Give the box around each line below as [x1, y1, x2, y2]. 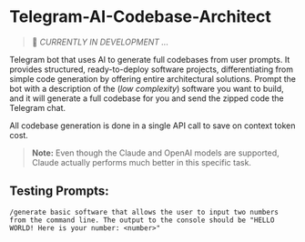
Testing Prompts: [9, 184, 109, 199]
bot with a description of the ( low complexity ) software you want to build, [9, 83, 284, 94]
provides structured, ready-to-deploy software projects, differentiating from [9, 64, 294, 75]
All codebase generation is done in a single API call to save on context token [9, 120, 296, 131]
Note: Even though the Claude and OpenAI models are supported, [31, 147, 280, 158]
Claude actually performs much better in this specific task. [31, 156, 252, 167]
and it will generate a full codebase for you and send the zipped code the [9, 93, 284, 104]
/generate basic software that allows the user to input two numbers [9, 207, 280, 217]
